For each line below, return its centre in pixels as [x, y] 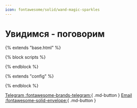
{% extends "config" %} [29, 76]
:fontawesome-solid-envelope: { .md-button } [51, 100]
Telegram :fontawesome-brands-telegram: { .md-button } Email [69, 95]
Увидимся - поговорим [55, 34]
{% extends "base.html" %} [33, 48]
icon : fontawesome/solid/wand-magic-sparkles [52, 10]
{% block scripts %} [25, 57]
